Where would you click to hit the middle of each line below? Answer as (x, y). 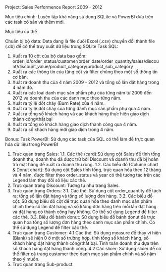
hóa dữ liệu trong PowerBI (32, 144)
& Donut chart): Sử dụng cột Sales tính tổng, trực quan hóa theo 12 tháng (86, 170)
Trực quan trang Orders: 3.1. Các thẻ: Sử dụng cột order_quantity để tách (87, 191)
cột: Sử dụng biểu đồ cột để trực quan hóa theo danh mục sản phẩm (82, 201)
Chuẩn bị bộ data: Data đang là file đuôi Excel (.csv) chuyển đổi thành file (80, 41)
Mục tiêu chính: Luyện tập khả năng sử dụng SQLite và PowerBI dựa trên (79, 17)
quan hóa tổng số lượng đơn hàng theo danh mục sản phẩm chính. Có (83, 222)
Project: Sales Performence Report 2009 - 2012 (54, 7)
